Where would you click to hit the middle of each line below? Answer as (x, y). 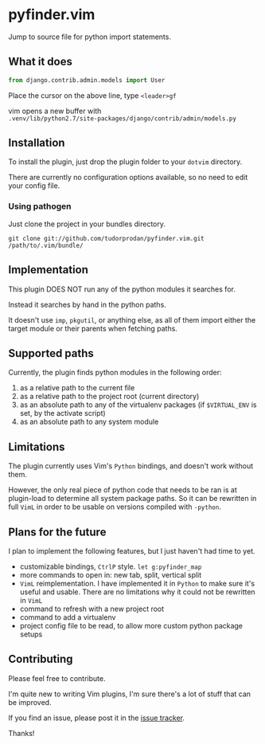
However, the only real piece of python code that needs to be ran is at (123, 490)
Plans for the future (57, 532)
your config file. (34, 186)
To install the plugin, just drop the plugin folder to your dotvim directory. (125, 162)
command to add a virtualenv (68, 617)
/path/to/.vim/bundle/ (46, 245)
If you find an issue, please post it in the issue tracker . (97, 718)
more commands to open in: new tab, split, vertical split (111, 574)
